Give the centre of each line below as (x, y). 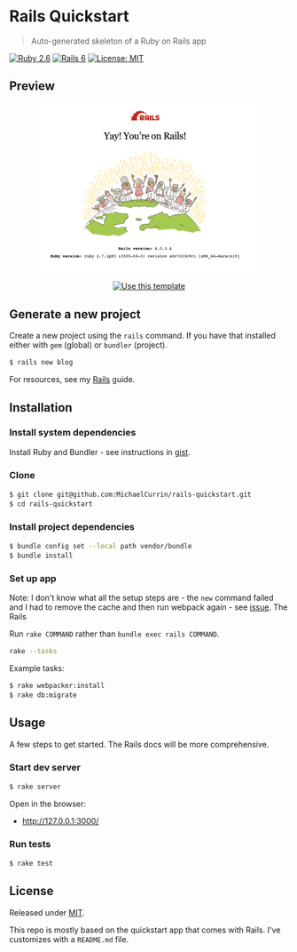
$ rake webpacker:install (57, 686)
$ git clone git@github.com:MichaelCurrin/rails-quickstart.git (130, 495)
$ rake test (31, 864)
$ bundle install (41, 556)
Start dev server (45, 767)
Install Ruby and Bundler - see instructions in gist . (100, 452)
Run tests (30, 844)
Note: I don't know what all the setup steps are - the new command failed (141, 598)
